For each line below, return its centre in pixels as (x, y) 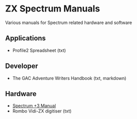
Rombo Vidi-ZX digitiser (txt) (42, 111)
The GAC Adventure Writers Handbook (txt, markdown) (69, 78)
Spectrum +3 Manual (34, 106)
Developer (22, 66)
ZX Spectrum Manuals (53, 9)
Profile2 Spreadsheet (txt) (39, 50)
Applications (25, 38)
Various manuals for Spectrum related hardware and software (69, 22)
